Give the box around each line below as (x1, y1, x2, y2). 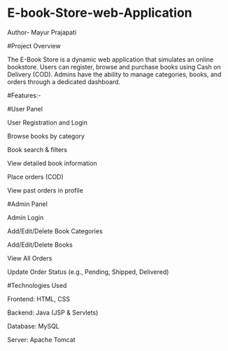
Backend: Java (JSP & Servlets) (7, 308, 99, 317)
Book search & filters (7, 145, 68, 153)
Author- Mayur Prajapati (7, 28, 77, 36)
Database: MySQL (7, 322, 59, 330)
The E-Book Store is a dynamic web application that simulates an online (7, 55, 214, 64)
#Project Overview (7, 41, 61, 50)
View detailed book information (7, 159, 98, 167)
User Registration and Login (7, 118, 87, 127)
